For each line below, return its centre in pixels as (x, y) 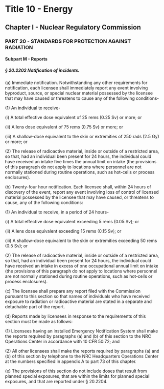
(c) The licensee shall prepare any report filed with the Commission (73, 291)
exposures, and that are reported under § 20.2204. (56, 382)
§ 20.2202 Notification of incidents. (42, 70)
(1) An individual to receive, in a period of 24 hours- (57, 212)
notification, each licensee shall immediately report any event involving (77, 88)
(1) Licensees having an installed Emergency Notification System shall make (82, 331)
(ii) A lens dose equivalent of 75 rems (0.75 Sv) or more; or (64, 127)
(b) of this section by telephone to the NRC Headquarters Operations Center (82, 356)
